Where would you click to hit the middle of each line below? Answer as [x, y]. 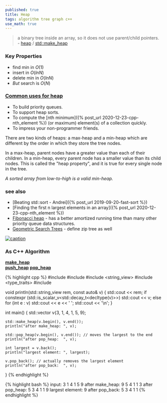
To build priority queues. [38, 107]
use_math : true [21, 24]
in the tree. [16, 168]
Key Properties [24, 56]
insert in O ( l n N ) [28, 72]
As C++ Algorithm [27, 251]
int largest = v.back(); [31, 348]
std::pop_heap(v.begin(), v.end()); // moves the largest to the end [79, 335]
